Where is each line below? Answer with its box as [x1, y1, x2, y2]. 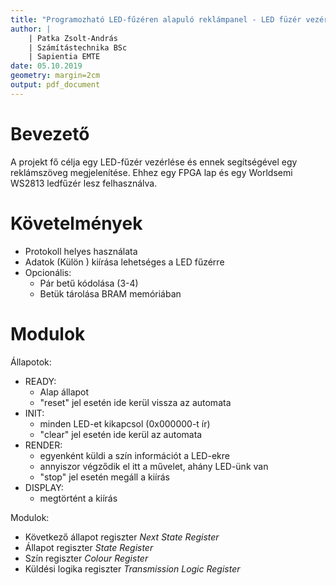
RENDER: [24, 439, 63, 451]
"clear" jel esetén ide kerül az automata [39, 428, 203, 440]
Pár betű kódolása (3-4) [39, 277, 139, 289]
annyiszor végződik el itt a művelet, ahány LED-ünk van [39, 460, 269, 472]
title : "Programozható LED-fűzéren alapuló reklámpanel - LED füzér [10, 14, 302, 25]
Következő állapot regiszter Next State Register [24, 531, 220, 543]
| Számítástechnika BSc [28, 42, 128, 53]
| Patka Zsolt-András [28, 33, 118, 43]
